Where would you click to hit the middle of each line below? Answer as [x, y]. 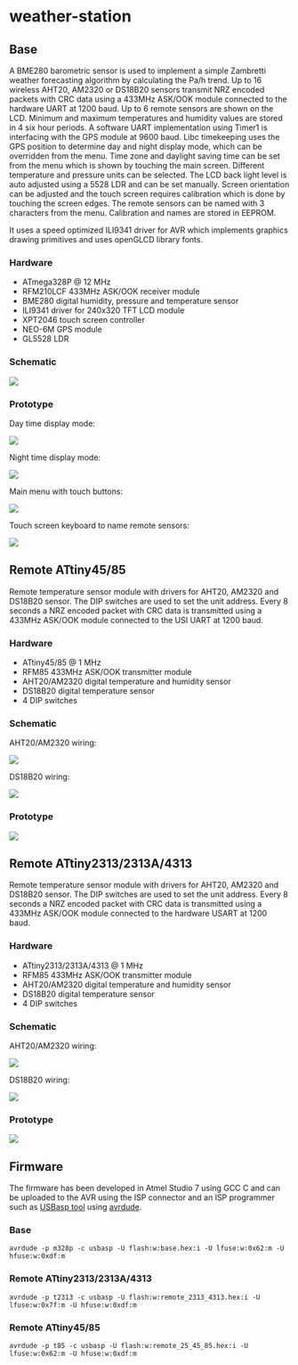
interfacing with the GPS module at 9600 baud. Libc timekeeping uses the [145, 137]
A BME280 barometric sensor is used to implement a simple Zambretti [138, 70]
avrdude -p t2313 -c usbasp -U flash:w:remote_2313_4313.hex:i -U [135, 1297]
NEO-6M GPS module [62, 329]
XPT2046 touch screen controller [83, 320]
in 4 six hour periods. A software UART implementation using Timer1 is [139, 127]
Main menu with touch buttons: [66, 491]
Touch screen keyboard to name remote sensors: [99, 525]
